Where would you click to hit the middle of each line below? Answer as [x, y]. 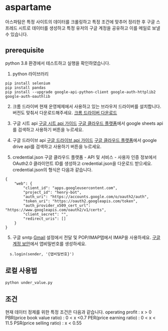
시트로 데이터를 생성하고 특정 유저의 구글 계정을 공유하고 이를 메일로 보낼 [89, 28]
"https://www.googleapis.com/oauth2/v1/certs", [56, 210]
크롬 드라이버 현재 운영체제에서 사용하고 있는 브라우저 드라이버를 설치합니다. [87, 106]
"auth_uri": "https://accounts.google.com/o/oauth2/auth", [86, 197]
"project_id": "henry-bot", [52, 192]
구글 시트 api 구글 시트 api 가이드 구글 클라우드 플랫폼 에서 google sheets [84, 123]
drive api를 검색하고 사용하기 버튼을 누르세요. [57, 146]
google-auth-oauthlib [28, 96]
